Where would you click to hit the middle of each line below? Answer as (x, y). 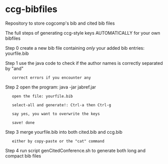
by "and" (14, 68)
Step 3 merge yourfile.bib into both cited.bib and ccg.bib (64, 132)
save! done (23, 122)
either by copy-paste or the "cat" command (58, 141)
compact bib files (23, 156)
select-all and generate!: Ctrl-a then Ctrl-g (62, 105)
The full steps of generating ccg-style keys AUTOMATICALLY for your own (83, 33)
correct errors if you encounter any (52, 77)
